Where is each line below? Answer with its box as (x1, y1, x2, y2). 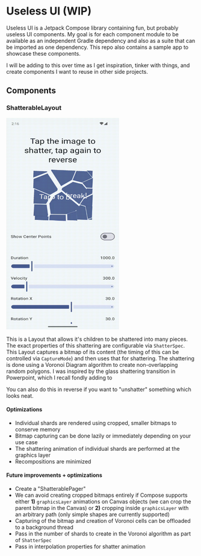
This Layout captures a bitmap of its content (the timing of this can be (6, 348, 179, 355)
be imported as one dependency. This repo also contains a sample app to (6, 44, 188, 51)
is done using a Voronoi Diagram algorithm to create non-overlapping (6, 361, 178, 368)
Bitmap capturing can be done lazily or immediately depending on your (14, 432, 191, 439)
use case (14, 438, 38, 445)
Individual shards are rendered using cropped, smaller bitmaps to (14, 419, 177, 427)
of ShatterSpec (14, 537, 52, 544)
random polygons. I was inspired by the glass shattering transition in (6, 367, 176, 375)
